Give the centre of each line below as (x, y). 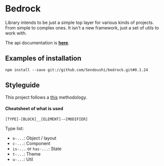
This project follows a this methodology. (46, 97)
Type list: (14, 128)
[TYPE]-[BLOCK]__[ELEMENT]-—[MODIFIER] (47, 119)
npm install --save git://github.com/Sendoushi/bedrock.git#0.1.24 (77, 70)
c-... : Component (31, 143)
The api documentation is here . (37, 42)
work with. (16, 33)
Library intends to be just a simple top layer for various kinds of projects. (80, 22)
